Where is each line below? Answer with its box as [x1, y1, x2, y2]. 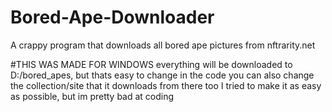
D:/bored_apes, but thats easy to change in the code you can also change [10, 69, 315, 81]
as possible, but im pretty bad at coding [10, 90, 175, 102]
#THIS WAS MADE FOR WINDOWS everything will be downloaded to [10, 58, 293, 70]
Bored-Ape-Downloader [10, 6, 215, 29]
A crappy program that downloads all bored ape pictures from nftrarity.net [10, 39, 316, 51]
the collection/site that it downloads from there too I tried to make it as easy [10, 79, 322, 91]
